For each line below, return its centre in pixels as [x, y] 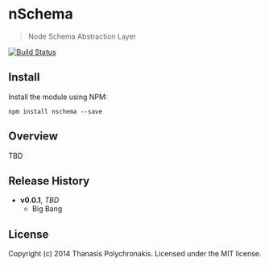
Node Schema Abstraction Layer [82, 36]
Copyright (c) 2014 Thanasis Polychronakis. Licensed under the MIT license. [135, 254]
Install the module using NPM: [58, 97]
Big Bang [47, 209]
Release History [49, 181]
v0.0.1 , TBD [39, 200]
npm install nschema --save [56, 111]
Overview [33, 137]
